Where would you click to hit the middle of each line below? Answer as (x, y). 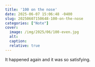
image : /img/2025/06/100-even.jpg (44, 32)
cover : (12, 28)
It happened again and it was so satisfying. (48, 59)
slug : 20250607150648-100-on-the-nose (44, 18)
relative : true (25, 46)
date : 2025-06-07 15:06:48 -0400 (39, 14)
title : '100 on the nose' (31, 9)
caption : (18, 41)
